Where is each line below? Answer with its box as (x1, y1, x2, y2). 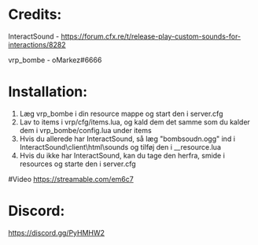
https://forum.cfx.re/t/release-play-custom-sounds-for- (61, 32, 241, 41)
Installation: (8, 83, 88, 101)
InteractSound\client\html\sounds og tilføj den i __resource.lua (19, 142, 222, 151)
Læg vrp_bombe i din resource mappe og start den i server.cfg (19, 109, 223, 118)
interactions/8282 (8, 39, 66, 49)
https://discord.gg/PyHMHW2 (8, 228, 105, 237)
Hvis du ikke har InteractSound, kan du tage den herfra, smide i (19, 150, 226, 160)
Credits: (8, 6, 62, 24)
